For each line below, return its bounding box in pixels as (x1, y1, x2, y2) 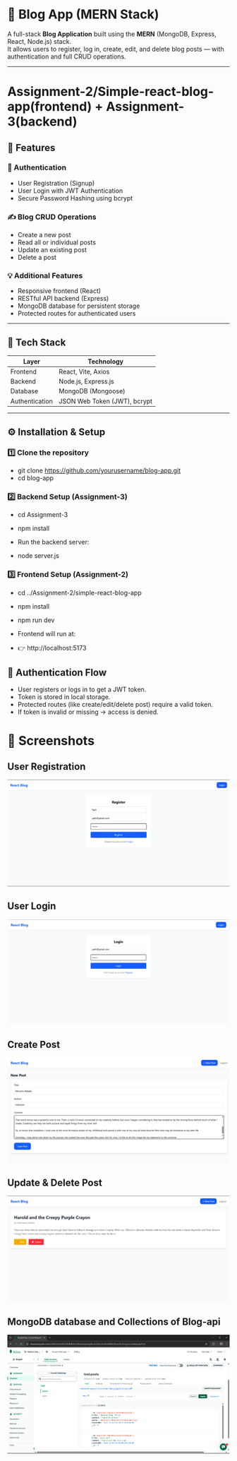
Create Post (7, 1038, 61, 1051)
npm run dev (17, 616, 55, 624)
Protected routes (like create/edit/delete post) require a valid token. (17, 700, 214, 709)
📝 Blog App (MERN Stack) (7, 6, 159, 23)
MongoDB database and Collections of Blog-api (7, 1316, 221, 1328)
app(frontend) (7, 99, 92, 115)
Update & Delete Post (7, 1176, 102, 1188)
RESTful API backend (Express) (17, 294, 109, 303)
